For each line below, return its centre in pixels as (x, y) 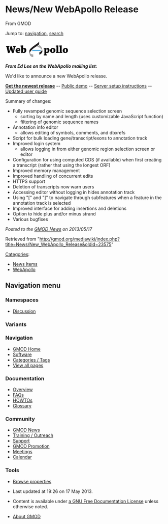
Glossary (22, 406)
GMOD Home (26, 349)
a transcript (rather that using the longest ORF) (61, 165)
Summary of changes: (28, 101)
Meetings (22, 452)
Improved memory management (46, 170)
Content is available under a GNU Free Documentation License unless (86, 501)
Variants (16, 324)
